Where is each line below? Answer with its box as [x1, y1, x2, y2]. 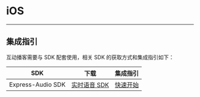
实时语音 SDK [71, 80, 109, 89]
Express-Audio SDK [9, 80, 66, 89]
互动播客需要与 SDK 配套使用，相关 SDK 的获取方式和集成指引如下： [6, 54, 174, 61]
